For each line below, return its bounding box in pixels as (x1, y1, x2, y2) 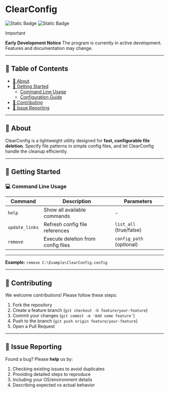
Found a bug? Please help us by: (5, 356, 73, 362)
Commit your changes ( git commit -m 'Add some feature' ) (12, 313, 135, 319)
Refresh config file (43, 221, 87, 228)
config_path (115, 236, 143, 242)
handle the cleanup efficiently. (5, 148, 68, 154)
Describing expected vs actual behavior (12, 382, 96, 388)
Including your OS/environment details (12, 376, 93, 382)
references (43, 227, 69, 234)
